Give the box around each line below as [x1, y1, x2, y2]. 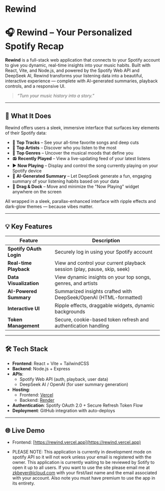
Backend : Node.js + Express [12, 365, 70, 371]
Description [92, 237, 120, 244]
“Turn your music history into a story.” [17, 93, 95, 99]
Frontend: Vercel [19, 392, 54, 397]
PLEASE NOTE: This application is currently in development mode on [12, 449, 151, 455]
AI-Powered [7, 288, 37, 295]
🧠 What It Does [5, 112, 52, 120]
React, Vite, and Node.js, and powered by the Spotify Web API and [5, 67, 140, 73]
